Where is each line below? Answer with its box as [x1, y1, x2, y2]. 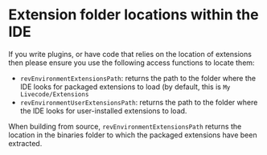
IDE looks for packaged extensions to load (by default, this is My [19, 82, 231, 92]
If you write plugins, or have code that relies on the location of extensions [8, 49, 252, 59]
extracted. [8, 138, 43, 148]
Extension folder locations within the [8, 6, 259, 24]
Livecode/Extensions [19, 90, 89, 98]
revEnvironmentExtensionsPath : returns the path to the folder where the [19, 73, 256, 83]
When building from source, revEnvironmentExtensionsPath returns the [8, 121, 242, 131]
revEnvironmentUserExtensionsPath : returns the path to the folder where [19, 97, 258, 107]
